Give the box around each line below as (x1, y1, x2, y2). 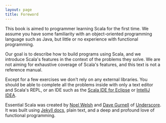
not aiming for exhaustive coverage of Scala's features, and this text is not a (5, 61, 161, 67)
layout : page (5, 7, 32, 12)
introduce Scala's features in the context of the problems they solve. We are (5, 56, 161, 62)
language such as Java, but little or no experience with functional (5, 36, 139, 42)
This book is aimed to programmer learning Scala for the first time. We (5, 25, 149, 31)
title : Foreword (5, 12, 39, 17)
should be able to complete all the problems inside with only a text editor (5, 81, 154, 87)
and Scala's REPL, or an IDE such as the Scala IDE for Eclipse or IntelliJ (5, 87, 150, 93)
